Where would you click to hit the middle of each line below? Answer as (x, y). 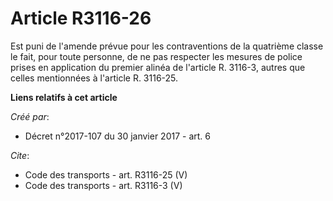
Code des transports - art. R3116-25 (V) (106, 174)
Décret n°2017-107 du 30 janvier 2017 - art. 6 (118, 136)
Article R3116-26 (81, 18)
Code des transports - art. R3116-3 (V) (103, 185)
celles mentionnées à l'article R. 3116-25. (94, 78)
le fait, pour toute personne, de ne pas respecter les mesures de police (156, 56)
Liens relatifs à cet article (64, 97)
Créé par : (30, 116)
